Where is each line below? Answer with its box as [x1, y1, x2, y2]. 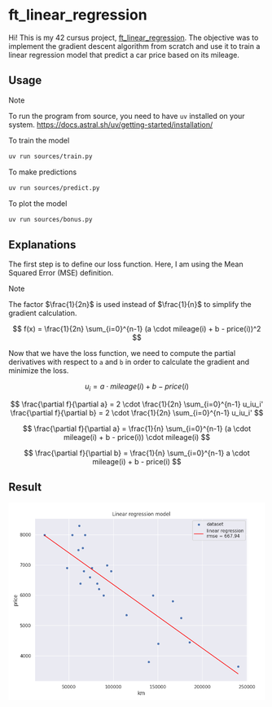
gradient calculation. [8, 308, 77, 318]
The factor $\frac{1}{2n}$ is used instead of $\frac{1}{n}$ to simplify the [8, 300, 252, 310]
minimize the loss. [8, 366, 69, 375]
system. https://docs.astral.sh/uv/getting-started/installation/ [8, 120, 213, 130]
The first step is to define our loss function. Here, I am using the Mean [8, 259, 243, 270]
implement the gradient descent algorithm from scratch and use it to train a [8, 41, 261, 50]
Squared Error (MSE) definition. [8, 268, 114, 278]
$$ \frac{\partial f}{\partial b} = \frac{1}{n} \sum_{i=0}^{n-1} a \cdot [24, 448, 250, 458]
